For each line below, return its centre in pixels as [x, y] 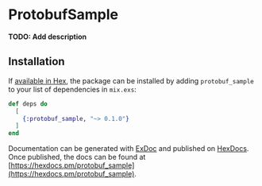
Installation [37, 62]
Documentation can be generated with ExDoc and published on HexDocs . [129, 149]
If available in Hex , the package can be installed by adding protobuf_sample [131, 80]
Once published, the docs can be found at [77, 157]
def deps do [28, 104]
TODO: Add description [48, 37]
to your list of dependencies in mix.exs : [72, 89]
